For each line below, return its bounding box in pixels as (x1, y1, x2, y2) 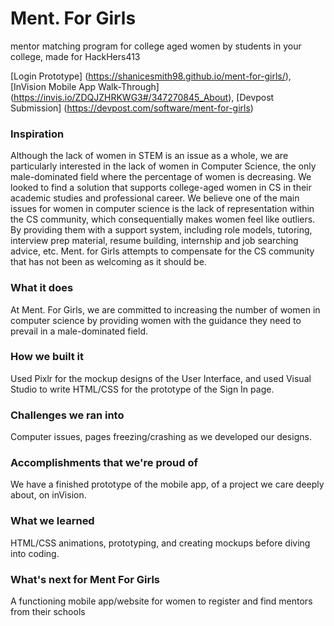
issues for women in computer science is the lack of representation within (10, 203, 315, 215)
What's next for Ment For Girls (10, 572, 160, 586)
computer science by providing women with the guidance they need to (10, 314, 302, 326)
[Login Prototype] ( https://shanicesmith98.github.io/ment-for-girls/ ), (10, 70, 292, 82)
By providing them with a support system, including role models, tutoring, (10, 224, 313, 236)
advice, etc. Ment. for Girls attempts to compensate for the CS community (10, 245, 315, 257)
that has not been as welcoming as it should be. (10, 256, 207, 268)
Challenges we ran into (10, 408, 125, 422)
